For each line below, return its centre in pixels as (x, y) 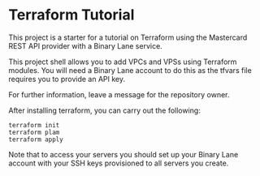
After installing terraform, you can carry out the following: (104, 110)
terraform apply (36, 140)
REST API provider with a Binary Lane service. (85, 45)
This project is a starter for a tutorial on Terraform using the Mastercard (128, 37)
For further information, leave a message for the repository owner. (119, 94)
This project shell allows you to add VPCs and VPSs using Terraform (123, 62)
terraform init (34, 125)
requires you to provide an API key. (67, 79)
